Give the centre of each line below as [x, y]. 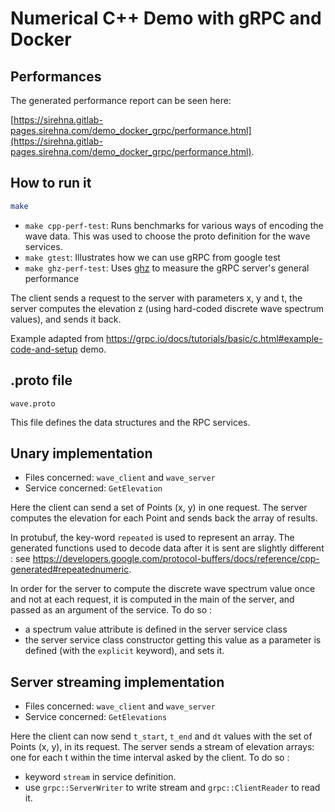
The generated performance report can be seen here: [121, 100]
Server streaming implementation [117, 682]
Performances [56, 76]
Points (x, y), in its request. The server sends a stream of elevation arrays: [162, 747]
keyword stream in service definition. [100, 777]
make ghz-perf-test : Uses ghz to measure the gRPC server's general [167, 268]
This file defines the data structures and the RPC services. [130, 422]
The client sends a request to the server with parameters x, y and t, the [156, 298]
